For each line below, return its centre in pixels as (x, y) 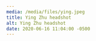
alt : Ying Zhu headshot (36, 23)
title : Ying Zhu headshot (39, 17)
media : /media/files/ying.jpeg (46, 12)
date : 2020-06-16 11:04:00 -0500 (48, 29)
